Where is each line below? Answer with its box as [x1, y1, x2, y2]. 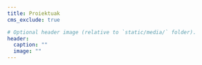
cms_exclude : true [7, 16, 60, 23]
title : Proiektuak [7, 10, 60, 17]
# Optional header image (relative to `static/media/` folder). [7, 29, 196, 36]
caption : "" [13, 42, 48, 49]
